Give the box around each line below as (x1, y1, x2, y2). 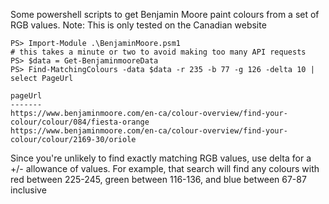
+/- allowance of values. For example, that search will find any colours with (10, 163, 320, 174)
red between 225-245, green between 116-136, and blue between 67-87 (10, 174, 307, 185)
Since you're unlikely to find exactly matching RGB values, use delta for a (10, 152, 312, 164)
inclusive (10, 184, 47, 196)
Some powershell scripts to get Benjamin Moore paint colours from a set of (10, 9, 320, 20)
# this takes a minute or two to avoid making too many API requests (10, 47, 307, 57)
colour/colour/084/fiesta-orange (10, 117, 150, 127)
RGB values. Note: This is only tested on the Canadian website (10, 19, 267, 31)
